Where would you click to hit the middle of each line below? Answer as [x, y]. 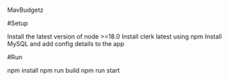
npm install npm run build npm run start [63, 70]
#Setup [18, 23]
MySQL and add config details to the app [66, 44]
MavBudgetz [25, 10]
